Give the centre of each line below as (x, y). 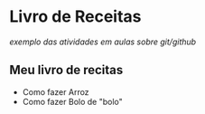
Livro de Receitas (75, 17)
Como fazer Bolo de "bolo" (73, 101)
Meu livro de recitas (66, 70)
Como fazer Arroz (56, 91)
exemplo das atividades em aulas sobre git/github (103, 42)
